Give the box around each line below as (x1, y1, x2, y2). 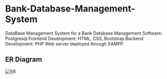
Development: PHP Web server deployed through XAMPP (5, 40, 123, 46)
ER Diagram (5, 55, 42, 64)
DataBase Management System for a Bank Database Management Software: (5, 30, 162, 36)
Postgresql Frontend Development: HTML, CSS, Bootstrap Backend (5, 35, 144, 41)
